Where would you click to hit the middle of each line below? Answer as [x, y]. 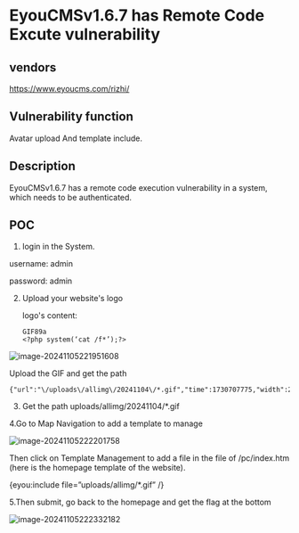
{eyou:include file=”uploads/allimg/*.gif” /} [87, 485]
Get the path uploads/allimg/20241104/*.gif [101, 406]
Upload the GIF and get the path [68, 373]
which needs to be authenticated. [70, 197]
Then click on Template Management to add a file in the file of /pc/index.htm [149, 458]
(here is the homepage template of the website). [97, 468]
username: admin [41, 264]
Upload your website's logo [72, 299]
